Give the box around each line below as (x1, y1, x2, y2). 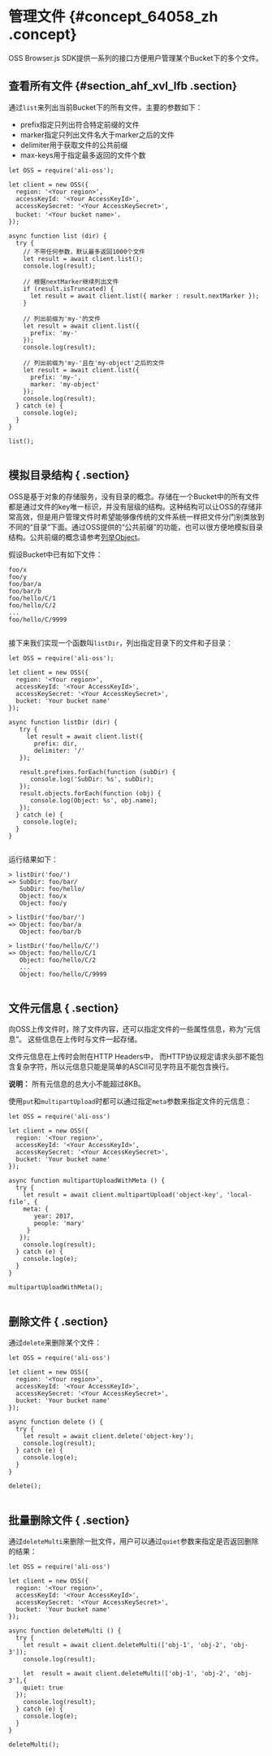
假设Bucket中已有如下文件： (8, 550, 103, 559)
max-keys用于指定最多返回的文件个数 (19, 150, 146, 159)
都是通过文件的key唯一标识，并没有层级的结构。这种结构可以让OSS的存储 (8, 502, 256, 511)
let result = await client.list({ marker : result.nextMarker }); (29, 292, 260, 300)
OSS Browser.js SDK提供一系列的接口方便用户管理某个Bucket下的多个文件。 (8, 53, 264, 63)
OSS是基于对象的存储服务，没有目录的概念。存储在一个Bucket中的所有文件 (8, 491, 260, 501)
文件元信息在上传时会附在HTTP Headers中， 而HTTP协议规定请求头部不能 (8, 1052, 257, 1062)
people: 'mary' (33, 1219, 85, 1228)
